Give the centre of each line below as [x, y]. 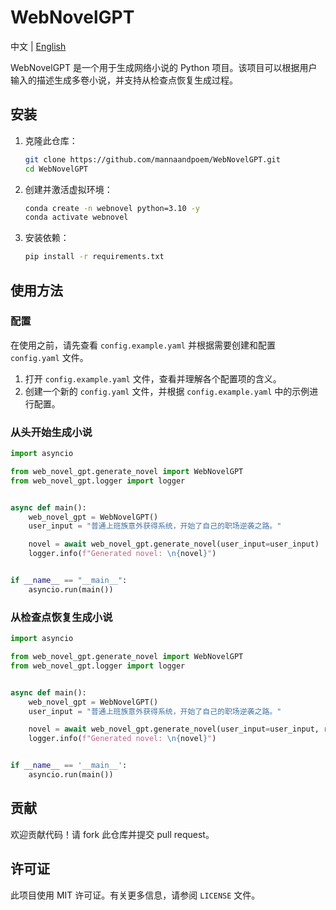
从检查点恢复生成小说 [61, 617]
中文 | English [38, 46]
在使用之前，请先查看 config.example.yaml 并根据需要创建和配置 [143, 345]
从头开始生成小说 [51, 432]
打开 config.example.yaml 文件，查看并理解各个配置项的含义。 [153, 378]
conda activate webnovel [76, 217]
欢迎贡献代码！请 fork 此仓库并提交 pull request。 [112, 834]
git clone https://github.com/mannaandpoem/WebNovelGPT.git [152, 159]
